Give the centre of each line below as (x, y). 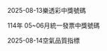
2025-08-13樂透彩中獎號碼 (47, 10)
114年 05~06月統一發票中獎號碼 (54, 25)
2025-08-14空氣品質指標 (44, 40)
